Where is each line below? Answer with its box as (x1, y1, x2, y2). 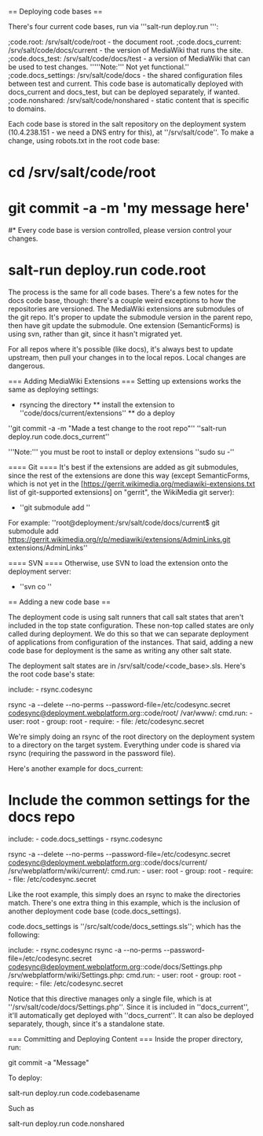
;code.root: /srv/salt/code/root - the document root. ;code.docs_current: (8, 37, 242, 46)
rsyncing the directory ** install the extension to (19, 400, 175, 410)
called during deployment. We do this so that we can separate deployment (8, 629, 249, 639)
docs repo (8, 808, 75, 826)
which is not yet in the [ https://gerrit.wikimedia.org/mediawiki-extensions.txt (8, 479, 255, 489)
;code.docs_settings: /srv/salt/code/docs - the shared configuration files (8, 71, 243, 79)
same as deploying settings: (8, 385, 100, 394)
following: (8, 930, 40, 939)
